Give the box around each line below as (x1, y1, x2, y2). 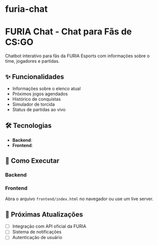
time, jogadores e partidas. (5, 58, 60, 64)
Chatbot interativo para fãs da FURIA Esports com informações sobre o (5, 53, 150, 59)
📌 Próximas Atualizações (5, 210, 83, 218)
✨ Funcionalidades (5, 73, 64, 81)
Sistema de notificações (12, 229, 62, 235)
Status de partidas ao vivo (12, 106, 66, 112)
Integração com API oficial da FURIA (12, 223, 86, 229)
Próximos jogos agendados (12, 90, 68, 97)
